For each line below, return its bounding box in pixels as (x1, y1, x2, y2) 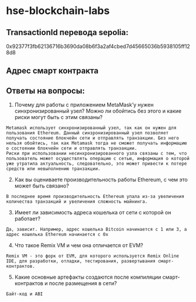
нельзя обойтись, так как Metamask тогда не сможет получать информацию (6, 140, 187, 147)
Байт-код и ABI (6, 291, 43, 297)
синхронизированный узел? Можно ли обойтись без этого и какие (14, 107, 182, 114)
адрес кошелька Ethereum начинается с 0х (6, 232, 109, 238)
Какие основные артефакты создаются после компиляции (14, 273, 161, 281)
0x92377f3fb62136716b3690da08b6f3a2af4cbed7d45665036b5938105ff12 (6, 43, 190, 50)
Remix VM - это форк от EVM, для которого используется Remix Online (6, 253, 180, 259)
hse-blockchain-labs (6, 4, 110, 18)
